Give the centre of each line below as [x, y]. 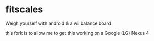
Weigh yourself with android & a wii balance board [58, 23]
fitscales [24, 9]
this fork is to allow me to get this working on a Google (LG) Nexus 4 [77, 33]
